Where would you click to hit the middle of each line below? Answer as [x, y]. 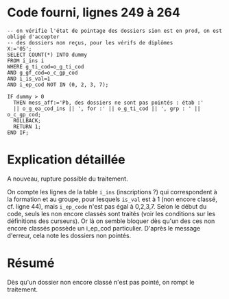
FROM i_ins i [26, 61]
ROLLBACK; [27, 120]
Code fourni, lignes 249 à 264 [94, 13]
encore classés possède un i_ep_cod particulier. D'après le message [104, 228]
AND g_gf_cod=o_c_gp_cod [43, 73]
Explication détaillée [66, 160]
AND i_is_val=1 [29, 79]
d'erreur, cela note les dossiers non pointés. [69, 235]
